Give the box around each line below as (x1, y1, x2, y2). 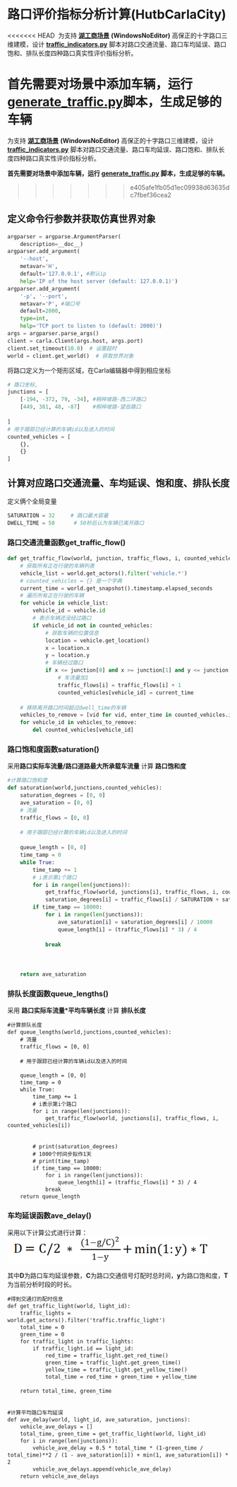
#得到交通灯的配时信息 (7, 1295, 63, 1302)
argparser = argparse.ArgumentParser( (7, 233, 121, 240)
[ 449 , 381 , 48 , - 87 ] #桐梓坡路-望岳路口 (20, 404, 141, 411)
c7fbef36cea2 (130, 190, 171, 199)
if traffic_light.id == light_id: (32, 1345, 134, 1352)
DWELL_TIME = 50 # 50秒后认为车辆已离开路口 (7, 519, 145, 527)
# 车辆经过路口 (44, 659, 83, 667)
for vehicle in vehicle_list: (20, 600, 109, 607)
